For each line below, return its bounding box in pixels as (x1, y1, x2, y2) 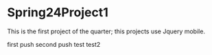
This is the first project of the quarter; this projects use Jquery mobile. (7, 27, 206, 35)
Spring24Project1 (7, 5, 108, 20)
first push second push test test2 (7, 40, 101, 48)
